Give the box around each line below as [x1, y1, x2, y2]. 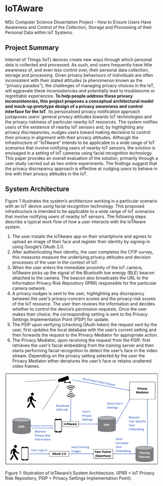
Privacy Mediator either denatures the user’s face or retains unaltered [12, 358, 152, 364]
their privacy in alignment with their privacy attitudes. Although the [5, 134, 139, 140]
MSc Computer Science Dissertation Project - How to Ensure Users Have [5, 19, 152, 25]
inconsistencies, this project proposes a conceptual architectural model [5, 98, 154, 104]
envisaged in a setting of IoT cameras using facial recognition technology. [5, 150, 153, 156]
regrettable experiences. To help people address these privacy [5, 93, 133, 99]
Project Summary [5, 43, 59, 52]
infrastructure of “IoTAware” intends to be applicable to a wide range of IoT [5, 140, 155, 146]
